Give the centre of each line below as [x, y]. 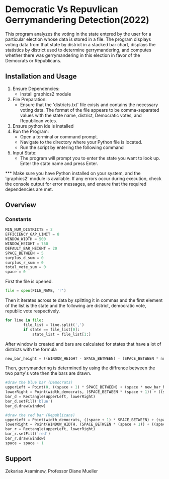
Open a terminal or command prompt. [59, 136]
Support [18, 459]
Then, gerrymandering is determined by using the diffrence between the [80, 368]
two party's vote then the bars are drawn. [48, 373]
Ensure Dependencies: [36, 89]
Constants [18, 219]
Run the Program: [31, 131]
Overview [21, 205]
